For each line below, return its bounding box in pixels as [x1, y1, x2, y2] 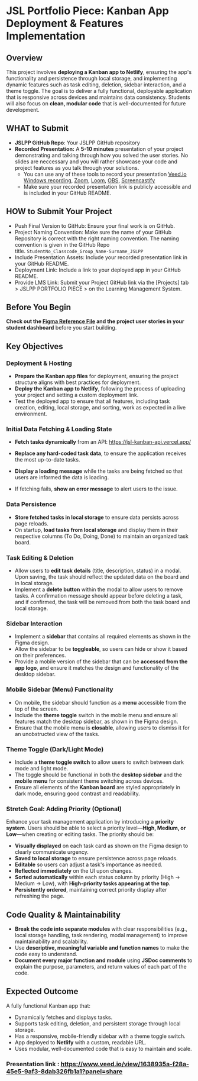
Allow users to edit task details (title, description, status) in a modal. [14, 567, 181, 575]
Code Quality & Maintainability [6, 909, 121, 919]
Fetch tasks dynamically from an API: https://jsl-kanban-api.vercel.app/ [14, 438, 191, 446]
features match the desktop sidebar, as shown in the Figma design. [14, 718, 178, 725]
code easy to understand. [14, 951, 78, 958]
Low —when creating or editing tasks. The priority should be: [6, 831, 154, 838]
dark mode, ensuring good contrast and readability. [14, 790, 140, 797]
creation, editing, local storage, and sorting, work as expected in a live [14, 404, 186, 411]
